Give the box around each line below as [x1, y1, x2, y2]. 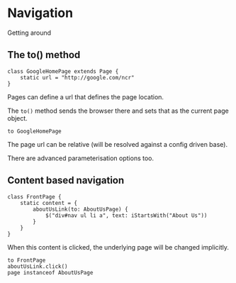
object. [7, 113, 28, 122]
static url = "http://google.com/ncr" [20, 74, 135, 81]
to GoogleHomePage [7, 128, 62, 135]
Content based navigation [7, 174, 125, 187]
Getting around [7, 28, 52, 37]
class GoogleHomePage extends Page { [7, 67, 119, 75]
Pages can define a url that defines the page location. [7, 92, 164, 101]
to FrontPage [7, 257, 46, 264]
